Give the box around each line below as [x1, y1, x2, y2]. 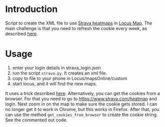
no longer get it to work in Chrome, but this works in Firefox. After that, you [5, 106, 159, 112]
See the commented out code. [5, 116, 68, 123]
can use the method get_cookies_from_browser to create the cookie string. [5, 111, 158, 117]
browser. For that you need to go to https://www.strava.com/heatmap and [5, 95, 157, 101]
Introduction [5, 3, 58, 15]
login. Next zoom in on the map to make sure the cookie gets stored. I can [5, 101, 157, 107]
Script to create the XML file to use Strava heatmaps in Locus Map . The [5, 20, 152, 26]
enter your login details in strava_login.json [12, 64, 101, 70]
